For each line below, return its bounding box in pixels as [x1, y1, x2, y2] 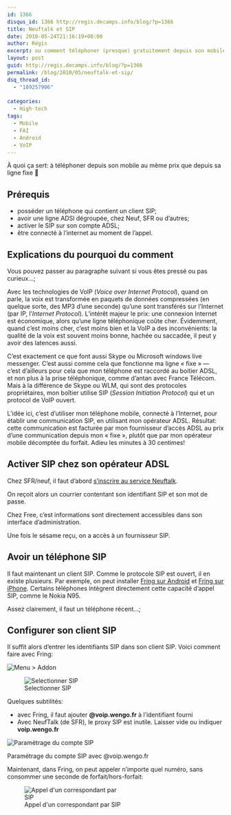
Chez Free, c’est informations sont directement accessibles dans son [7, 510, 203, 519]
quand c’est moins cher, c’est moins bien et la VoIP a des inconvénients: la [7, 324, 217, 332]
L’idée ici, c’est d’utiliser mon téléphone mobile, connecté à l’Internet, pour [7, 409, 218, 417]
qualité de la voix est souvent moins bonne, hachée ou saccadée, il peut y [7, 332, 217, 340]
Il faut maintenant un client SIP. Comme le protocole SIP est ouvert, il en [7, 569, 211, 578]
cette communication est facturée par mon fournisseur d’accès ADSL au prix [7, 424, 224, 432]
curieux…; [7, 274, 36, 282]
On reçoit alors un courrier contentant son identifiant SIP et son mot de [7, 490, 208, 498]
